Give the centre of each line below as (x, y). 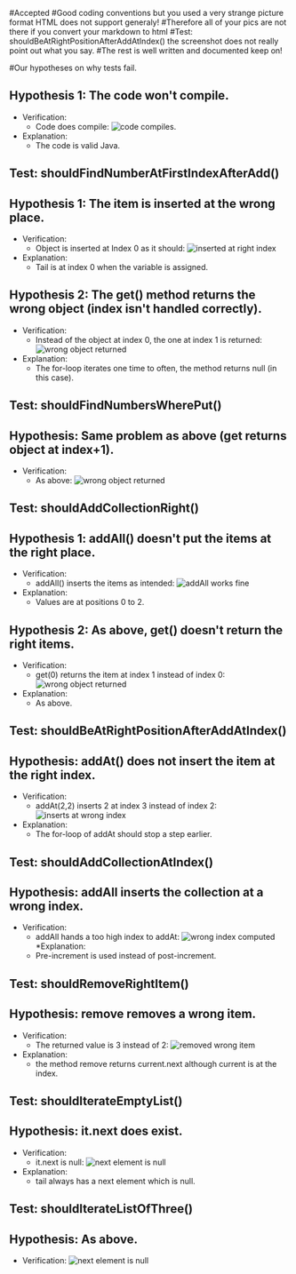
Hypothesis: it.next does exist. (96, 1131)
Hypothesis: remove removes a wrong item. (132, 1014)
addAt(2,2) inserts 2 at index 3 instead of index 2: (126, 806)
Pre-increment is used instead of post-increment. (126, 956)
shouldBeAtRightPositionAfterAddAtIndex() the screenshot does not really (144, 41)
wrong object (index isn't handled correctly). (136, 309)
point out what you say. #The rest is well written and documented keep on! (146, 51)
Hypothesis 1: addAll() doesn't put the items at (140, 538)
